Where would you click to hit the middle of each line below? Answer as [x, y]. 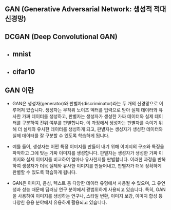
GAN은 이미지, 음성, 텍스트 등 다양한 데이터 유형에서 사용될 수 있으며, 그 [84, 183]
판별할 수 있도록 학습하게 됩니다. [44, 172]
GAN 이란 [20, 90]
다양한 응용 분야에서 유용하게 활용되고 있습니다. [60, 202]
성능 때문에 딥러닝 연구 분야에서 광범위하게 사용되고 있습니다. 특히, [88, 189]
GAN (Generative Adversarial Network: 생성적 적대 [85, 9]
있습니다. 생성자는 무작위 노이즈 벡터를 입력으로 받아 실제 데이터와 [92, 110]
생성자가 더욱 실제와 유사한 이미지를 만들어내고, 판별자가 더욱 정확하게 [92, 166]
